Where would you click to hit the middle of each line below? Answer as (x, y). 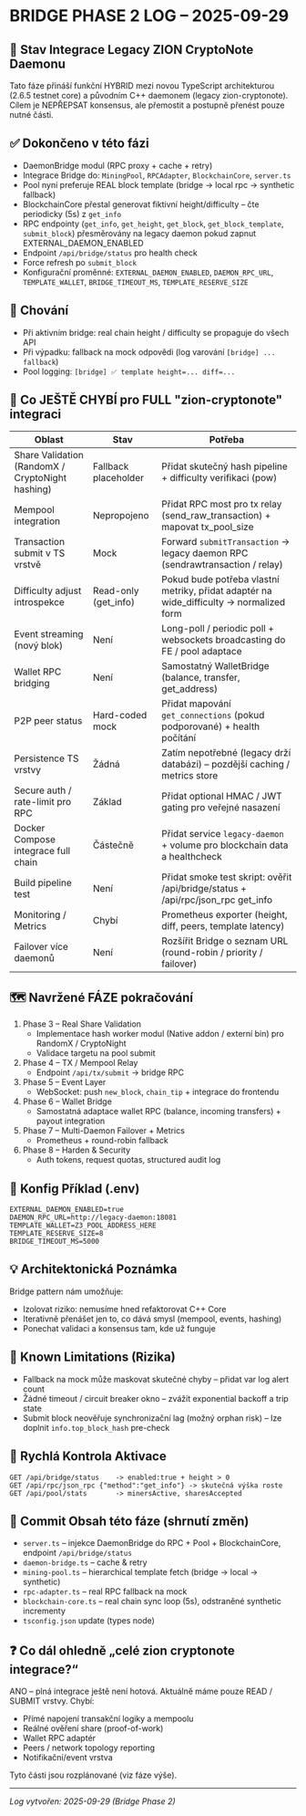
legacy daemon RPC (205, 553)
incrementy (44, 1611)
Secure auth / (43, 790)
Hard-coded (120, 715)
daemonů (34, 958)
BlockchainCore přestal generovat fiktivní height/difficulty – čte (141, 204)
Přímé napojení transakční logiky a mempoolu (108, 1719)
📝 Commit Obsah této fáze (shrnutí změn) (129, 1521)
